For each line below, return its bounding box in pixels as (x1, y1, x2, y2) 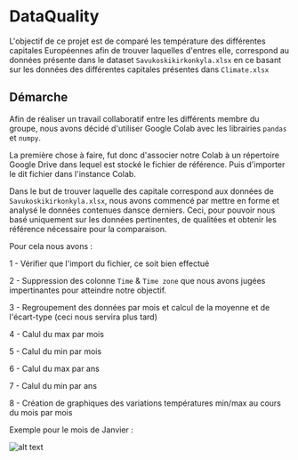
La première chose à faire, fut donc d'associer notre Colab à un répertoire (9, 149, 280, 160)
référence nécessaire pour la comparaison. (9, 223, 167, 234)
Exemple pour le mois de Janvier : (9, 424, 133, 435)
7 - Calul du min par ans (9, 380, 98, 391)
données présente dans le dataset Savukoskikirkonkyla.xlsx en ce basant (9, 54, 282, 65)
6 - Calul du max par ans (9, 363, 100, 374)
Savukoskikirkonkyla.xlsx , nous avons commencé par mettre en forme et (9, 195, 280, 206)
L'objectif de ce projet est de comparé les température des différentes (9, 36, 266, 46)
